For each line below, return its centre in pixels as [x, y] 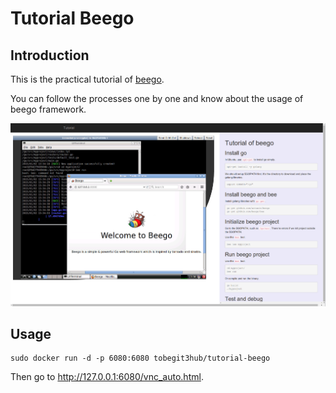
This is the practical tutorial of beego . [87, 79]
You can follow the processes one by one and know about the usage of [157, 98]
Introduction [50, 55]
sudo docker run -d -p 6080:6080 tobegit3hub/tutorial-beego [140, 358]
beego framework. [48, 109]
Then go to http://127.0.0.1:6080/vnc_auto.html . [107, 377]
